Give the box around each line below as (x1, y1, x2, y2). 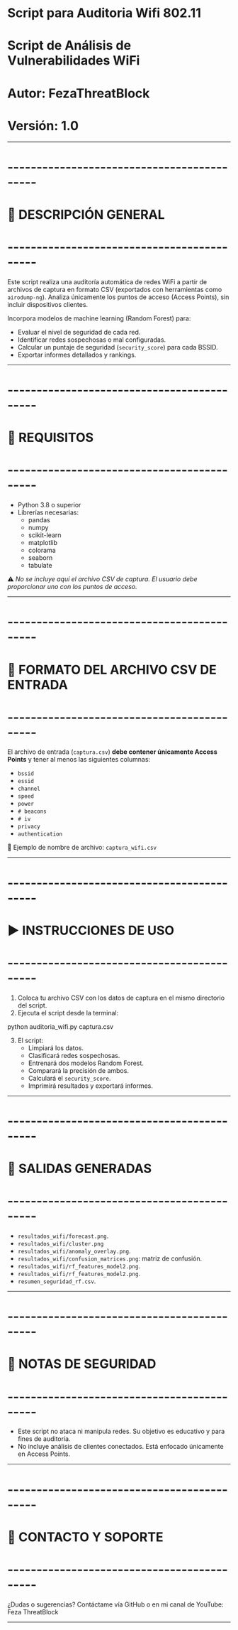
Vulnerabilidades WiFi (7, 53, 140, 69)
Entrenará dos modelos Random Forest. (28, 1059, 144, 1067)
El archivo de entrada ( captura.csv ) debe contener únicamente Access (7, 747, 217, 756)
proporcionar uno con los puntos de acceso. (7, 583, 137, 591)
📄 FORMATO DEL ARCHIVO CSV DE (7, 662, 217, 678)
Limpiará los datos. (28, 1043, 84, 1052)
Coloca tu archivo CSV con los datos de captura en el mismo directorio (17, 993, 225, 1002)
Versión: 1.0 (7, 117, 79, 134)
